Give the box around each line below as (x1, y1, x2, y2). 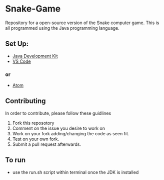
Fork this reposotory (12, 120, 54, 126)
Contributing (5, 97, 46, 106)
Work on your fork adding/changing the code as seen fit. (12, 130, 129, 136)
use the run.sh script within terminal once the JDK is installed (12, 169, 139, 175)
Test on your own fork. (12, 136, 59, 142)
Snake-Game (5, 3, 61, 15)
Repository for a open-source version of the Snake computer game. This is (5, 20, 159, 26)
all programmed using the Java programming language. (5, 25, 120, 31)
